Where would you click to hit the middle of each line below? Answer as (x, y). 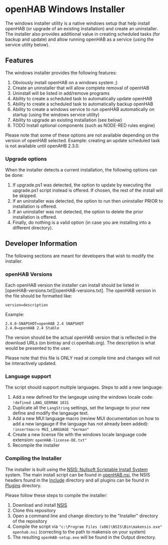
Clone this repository (34, 510)
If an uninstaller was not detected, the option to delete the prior (78, 212)
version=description (27, 305)
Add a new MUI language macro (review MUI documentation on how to (86, 418)
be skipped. (25, 196)
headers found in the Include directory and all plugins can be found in (77, 480)
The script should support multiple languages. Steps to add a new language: (84, 387)
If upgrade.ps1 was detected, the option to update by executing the (82, 185)
